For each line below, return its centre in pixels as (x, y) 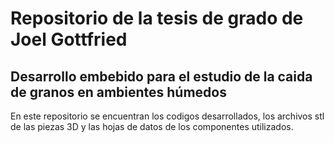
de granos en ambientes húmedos (118, 92)
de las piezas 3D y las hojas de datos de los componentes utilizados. (152, 126)
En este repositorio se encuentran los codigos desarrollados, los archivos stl (167, 116)
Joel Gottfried (69, 39)
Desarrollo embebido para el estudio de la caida (161, 76)
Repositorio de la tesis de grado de (157, 18)
